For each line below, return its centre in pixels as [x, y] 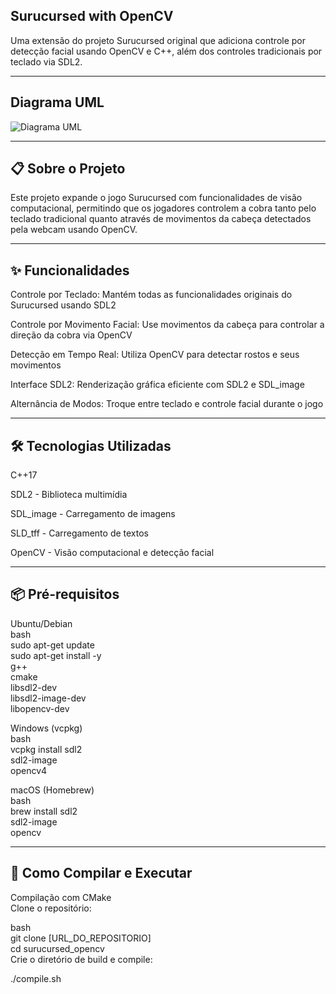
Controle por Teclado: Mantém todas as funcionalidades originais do [151, 295]
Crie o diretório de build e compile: [81, 959]
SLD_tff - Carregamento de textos [80, 533]
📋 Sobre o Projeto [68, 169]
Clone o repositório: [51, 908]
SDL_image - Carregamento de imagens [93, 514]
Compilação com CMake [61, 897]
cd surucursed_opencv [57, 948]
